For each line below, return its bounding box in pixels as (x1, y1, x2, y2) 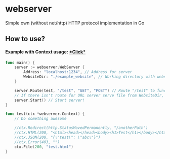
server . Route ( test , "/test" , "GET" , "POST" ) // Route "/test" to (14, 88, 155, 93)
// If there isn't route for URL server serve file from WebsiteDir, (14, 92, 164, 98)
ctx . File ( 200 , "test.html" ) (14, 144, 73, 149)
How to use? (5, 35, 46, 43)
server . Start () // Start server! (14, 98, 85, 103)
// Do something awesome (14, 116, 67, 121)
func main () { (5, 60, 35, 65)
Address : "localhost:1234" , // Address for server (23, 70, 133, 75)
